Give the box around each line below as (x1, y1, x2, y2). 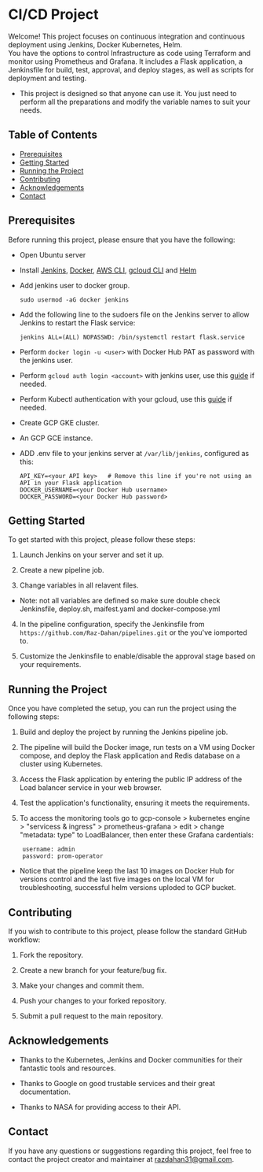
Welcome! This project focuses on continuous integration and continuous (8, 32, 246, 41)
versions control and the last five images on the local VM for (19, 874, 214, 884)
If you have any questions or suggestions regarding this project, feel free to (8, 1146, 252, 1155)
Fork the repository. (19, 951, 84, 959)
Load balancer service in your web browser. (19, 783, 163, 792)
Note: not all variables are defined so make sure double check (19, 596, 221, 606)
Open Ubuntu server (19, 250, 86, 259)
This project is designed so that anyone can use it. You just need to (19, 88, 237, 98)
